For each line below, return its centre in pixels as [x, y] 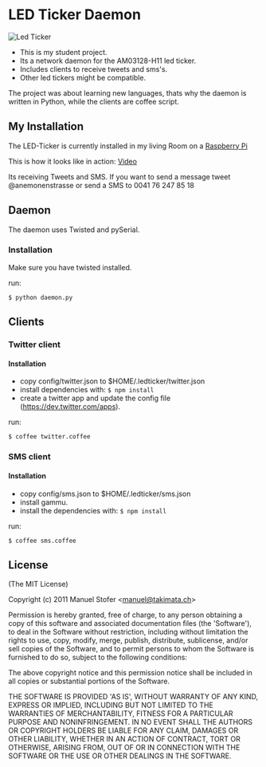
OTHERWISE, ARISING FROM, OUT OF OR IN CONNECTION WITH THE [124, 748]
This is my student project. [63, 52]
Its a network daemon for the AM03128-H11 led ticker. [108, 61]
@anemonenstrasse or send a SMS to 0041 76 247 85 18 [102, 185]
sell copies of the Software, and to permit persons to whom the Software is [131, 649]
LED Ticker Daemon [75, 15]
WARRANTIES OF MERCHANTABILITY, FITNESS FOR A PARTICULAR [121, 714]
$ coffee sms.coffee [43, 541]
